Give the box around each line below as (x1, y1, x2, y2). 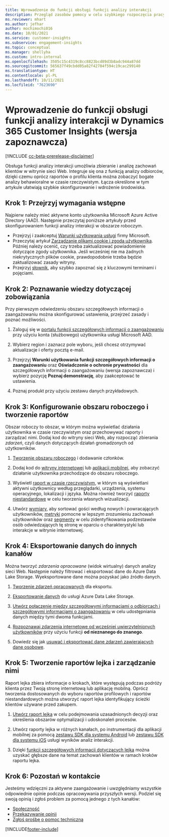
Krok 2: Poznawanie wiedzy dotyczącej (5, 284, 131, 293)
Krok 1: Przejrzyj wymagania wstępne (5, 199, 126, 207)
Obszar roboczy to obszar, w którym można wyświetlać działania (5, 424, 140, 430)
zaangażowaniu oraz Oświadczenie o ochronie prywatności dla (12, 362, 148, 368)
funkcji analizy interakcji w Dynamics (5, 114, 164, 126)
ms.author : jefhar (5, 21, 44, 27)
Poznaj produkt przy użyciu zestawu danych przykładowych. (12, 388, 139, 394)
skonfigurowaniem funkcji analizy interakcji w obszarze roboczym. (5, 223, 143, 229)
